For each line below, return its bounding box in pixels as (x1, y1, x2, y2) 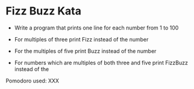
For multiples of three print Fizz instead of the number (14, 35, 149, 43)
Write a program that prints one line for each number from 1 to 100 (14, 24, 179, 31)
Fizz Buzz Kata (5, 4, 82, 18)
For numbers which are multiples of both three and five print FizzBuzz (14, 59, 188, 66)
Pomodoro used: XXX (5, 77, 60, 84)
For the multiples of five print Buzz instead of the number (14, 47, 157, 55)
